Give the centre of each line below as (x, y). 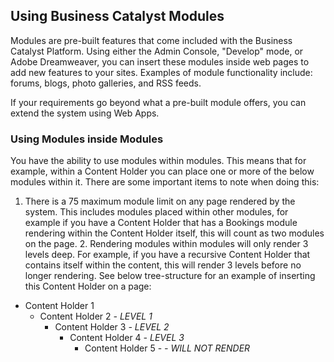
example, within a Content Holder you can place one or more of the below (162, 171)
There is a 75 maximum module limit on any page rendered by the (160, 201)
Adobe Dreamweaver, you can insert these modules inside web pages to (160, 61)
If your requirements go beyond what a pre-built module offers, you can (158, 102)
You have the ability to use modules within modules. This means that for (158, 161)
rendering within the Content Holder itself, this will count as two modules (174, 233)
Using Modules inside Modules (87, 139)
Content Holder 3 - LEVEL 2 (112, 327)
